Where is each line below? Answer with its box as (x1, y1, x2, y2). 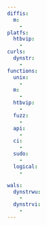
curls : (7, 49, 26, 56)
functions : (7, 67, 38, 74)
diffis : (7, 10, 29, 17)
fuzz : (13, 112, 29, 119)
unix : (13, 73, 29, 81)
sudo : (13, 150, 29, 158)
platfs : (7, 29, 29, 36)
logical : (13, 163, 38, 170)
